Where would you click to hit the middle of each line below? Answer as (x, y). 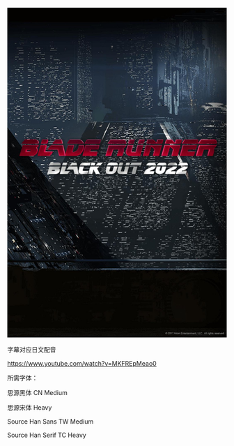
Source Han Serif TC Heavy (47, 435)
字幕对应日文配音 (32, 349)
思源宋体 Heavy (30, 408)
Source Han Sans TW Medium (50, 422)
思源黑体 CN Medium (37, 393)
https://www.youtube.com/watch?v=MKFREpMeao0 (82, 363)
